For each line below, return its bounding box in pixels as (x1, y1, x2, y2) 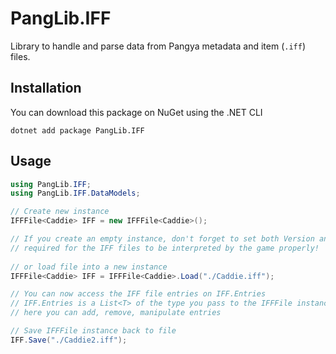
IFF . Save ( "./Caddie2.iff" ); (10, 335, 128, 345)
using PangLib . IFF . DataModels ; (10, 188, 141, 199)
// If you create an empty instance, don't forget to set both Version (10, 234, 315, 244)
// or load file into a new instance (10, 262, 168, 272)
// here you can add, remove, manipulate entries (10, 308, 222, 318)
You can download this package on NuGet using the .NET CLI (10, 106, 263, 118)
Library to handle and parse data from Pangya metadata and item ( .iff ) (10, 40, 306, 52)
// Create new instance (10, 207, 110, 217)
